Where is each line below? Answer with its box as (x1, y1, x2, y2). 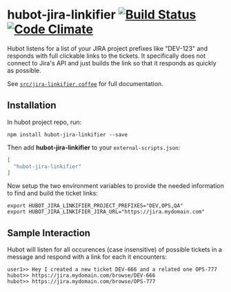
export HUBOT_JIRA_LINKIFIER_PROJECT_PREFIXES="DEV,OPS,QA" (7, 202, 184, 209)
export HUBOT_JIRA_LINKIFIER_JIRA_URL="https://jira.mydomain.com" (7, 209, 205, 216)
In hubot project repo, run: (7, 118, 82, 126)
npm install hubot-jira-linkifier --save (7, 131, 128, 138)
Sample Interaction (7, 227, 91, 239)
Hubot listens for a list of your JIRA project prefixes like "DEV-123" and (7, 44, 208, 52)
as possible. (7, 66, 41, 74)
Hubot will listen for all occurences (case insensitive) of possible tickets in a (7, 245, 223, 254)
